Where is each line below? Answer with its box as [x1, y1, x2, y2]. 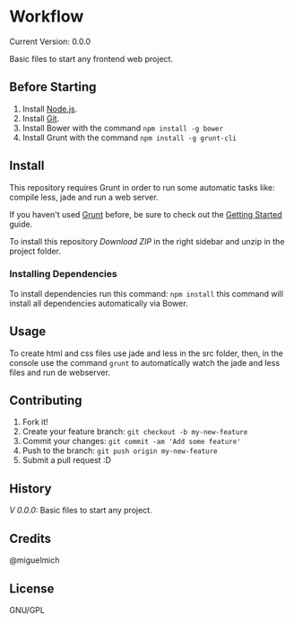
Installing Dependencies [9, 268, 118, 280]
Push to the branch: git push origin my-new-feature [22, 445, 218, 456]
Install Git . [22, 112, 60, 123]
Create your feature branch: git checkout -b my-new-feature [22, 426, 248, 437]
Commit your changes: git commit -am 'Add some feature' [22, 436, 242, 447]
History [9, 481, 52, 496]
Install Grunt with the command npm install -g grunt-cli [22, 132, 238, 143]
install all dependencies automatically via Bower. [9, 298, 188, 308]
